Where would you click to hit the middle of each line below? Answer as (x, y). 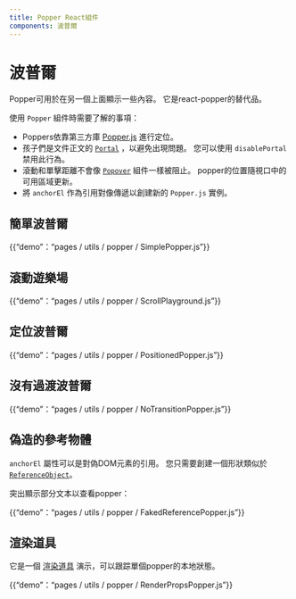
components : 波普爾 (43, 26)
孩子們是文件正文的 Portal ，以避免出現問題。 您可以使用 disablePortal (154, 148)
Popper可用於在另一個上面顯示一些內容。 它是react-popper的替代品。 (138, 99)
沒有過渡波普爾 (50, 386)
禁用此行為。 (45, 159)
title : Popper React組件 (54, 17)
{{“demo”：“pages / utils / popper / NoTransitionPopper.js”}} (120, 409)
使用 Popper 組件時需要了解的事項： (74, 118)
